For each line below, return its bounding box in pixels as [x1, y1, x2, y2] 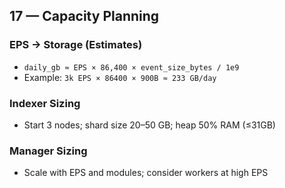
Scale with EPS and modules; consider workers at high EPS [23, 167, 269, 179]
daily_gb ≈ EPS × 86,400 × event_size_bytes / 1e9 [23, 62, 240, 73]
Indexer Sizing [9, 96, 81, 110]
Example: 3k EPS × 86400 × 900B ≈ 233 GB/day [23, 71, 217, 83]
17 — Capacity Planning [9, 8, 160, 25]
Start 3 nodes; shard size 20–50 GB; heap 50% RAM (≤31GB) [23, 119, 276, 131]
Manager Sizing [9, 144, 88, 158]
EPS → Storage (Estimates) [9, 38, 143, 52]
